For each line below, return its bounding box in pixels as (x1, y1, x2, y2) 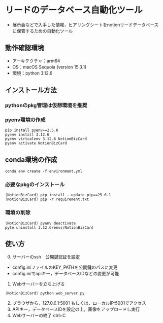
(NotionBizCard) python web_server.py (5, 290, 85, 296)
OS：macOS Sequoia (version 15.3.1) (12, 64, 87, 70)
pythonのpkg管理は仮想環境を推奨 (5, 102, 88, 109)
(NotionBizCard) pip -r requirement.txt (5, 197, 90, 202)
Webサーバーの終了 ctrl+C (12, 312, 66, 318)
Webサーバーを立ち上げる (12, 281, 65, 287)
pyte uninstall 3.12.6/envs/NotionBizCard (5, 225, 94, 230)
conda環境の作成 (5, 155, 58, 164)
